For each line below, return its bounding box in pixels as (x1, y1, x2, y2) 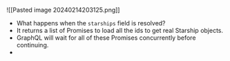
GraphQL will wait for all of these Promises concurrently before (16, 34, 196, 42)
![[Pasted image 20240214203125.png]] (6, 6, 120, 14)
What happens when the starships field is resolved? (16, 19, 166, 27)
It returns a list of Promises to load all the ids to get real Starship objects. (16, 27, 224, 34)
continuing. (16, 41, 49, 49)
